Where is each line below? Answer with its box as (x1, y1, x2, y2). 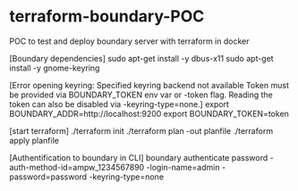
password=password (9, 171, 88, 182)
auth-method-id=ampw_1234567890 (9, 162, 145, 172)
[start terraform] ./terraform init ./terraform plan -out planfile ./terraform (9, 125, 274, 136)
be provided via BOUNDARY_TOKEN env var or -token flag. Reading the (9, 89, 273, 100)
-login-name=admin (146, 162, 220, 172)
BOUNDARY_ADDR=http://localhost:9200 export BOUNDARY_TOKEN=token (9, 108, 289, 119)
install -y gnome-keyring (9, 62, 100, 73)
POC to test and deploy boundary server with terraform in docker (9, 36, 250, 46)
